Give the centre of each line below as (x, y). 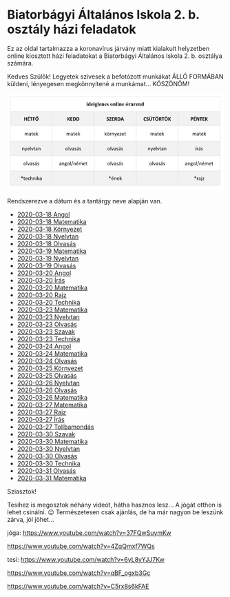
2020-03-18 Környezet (50, 229)
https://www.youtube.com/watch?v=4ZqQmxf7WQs (81, 546)
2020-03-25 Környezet (50, 368)
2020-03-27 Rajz (42, 412)
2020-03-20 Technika (49, 302)
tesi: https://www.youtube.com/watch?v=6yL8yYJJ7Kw (86, 559)
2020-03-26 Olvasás (47, 390)
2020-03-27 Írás (41, 419)
